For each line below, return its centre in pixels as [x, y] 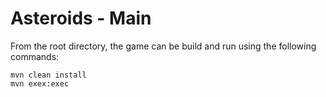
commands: [35, 56]
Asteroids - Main [81, 18]
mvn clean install [48, 75]
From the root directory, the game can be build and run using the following [163, 46]
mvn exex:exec [40, 83]
